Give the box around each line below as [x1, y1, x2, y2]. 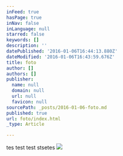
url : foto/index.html [6, 115, 61, 122]
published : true [6, 110, 47, 116]
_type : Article [6, 122, 45, 128]
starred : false [6, 31, 45, 37]
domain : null [12, 88, 45, 94]
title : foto [6, 59, 36, 65]
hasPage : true [6, 15, 42, 21]
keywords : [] [6, 37, 39, 43]
